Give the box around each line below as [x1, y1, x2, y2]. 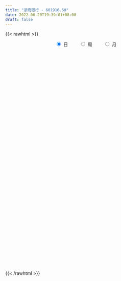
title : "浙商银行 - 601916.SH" [5, 7, 69, 13]
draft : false [5, 17, 33, 22]
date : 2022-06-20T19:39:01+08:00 [5, 12, 77, 17]
